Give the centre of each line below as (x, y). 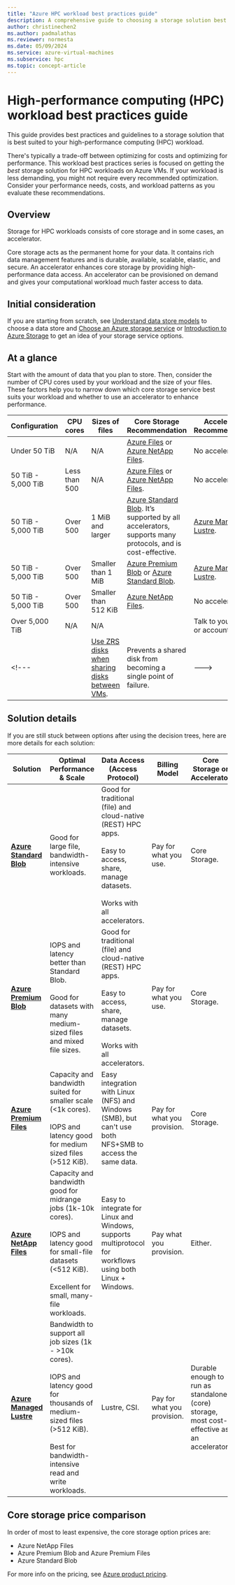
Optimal (72, 760)
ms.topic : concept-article (47, 66)
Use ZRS (105, 641)
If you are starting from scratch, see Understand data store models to (107, 321)
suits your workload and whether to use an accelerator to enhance (103, 397)
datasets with (72, 1006)
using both (119, 1269)
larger (100, 535)
